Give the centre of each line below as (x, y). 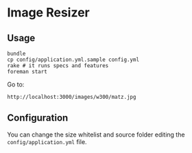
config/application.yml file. (47, 141)
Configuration (38, 118)
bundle (16, 54)
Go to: (16, 84)
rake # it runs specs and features (58, 66)
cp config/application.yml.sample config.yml (73, 60)
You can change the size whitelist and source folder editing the (96, 134)
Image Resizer (49, 13)
